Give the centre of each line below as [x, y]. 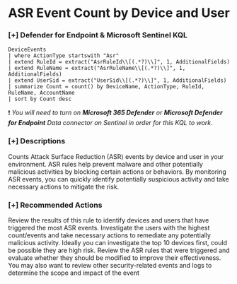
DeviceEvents [27, 50]
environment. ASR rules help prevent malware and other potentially [106, 164]
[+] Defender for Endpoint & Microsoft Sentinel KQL [98, 35]
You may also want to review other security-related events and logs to [110, 266]
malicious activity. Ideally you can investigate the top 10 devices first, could [117, 243]
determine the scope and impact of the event [74, 273]
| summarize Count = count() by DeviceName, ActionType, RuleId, [106, 87]
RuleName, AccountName [41, 93]
